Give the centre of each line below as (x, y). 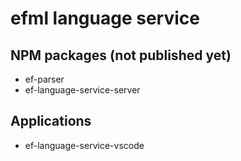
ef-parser (44, 79)
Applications (51, 121)
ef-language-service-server (82, 90)
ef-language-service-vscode (84, 145)
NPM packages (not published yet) (121, 55)
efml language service (105, 18)
